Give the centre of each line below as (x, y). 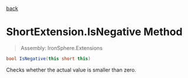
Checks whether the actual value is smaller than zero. (71, 70)
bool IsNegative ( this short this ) (49, 58)
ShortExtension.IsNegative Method (94, 32)
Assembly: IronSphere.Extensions (62, 48)
